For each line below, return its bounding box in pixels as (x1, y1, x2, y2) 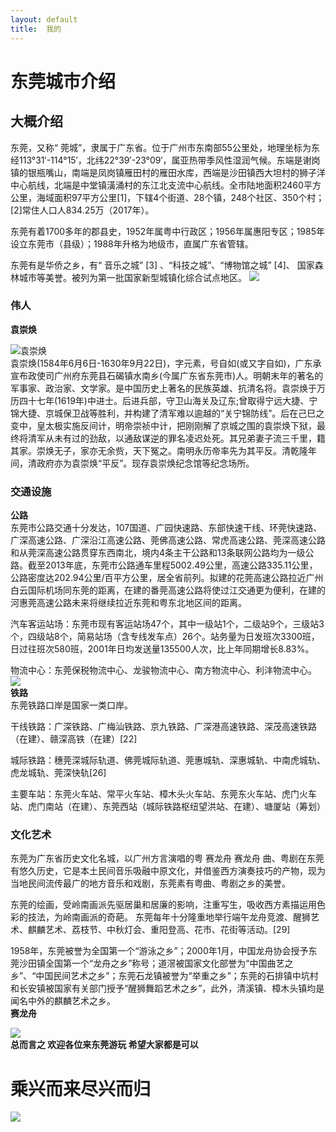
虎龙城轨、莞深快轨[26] (10, 767, 107, 779)
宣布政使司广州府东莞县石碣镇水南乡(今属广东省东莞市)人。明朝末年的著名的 (10, 369, 324, 381)
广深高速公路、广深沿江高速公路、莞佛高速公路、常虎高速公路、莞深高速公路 (10, 534, 326, 546)
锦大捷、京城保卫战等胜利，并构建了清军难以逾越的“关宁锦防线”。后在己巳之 (10, 407, 325, 419)
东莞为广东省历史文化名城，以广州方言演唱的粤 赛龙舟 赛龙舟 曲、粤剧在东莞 (10, 852, 325, 865)
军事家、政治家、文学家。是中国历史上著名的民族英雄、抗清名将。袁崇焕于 (10, 382, 317, 394)
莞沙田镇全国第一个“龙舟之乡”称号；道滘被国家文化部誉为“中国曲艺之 (10, 957, 294, 970)
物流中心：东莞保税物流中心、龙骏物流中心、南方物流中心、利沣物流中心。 (10, 664, 317, 676)
